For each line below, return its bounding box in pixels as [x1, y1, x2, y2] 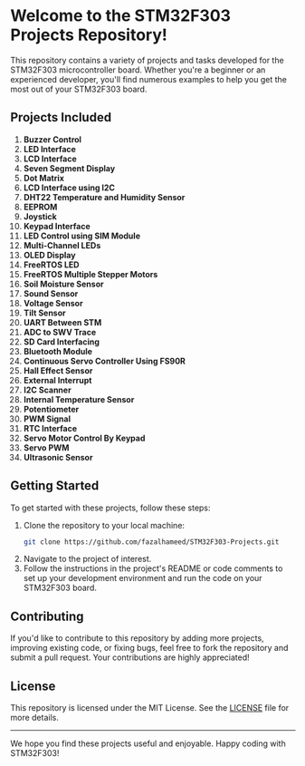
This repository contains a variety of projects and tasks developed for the [10, 54, 284, 65]
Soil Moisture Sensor [23, 278, 104, 289]
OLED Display [23, 249, 76, 260]
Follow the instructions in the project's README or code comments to [23, 563, 283, 574]
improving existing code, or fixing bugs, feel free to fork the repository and [10, 643, 289, 654]
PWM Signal [23, 413, 71, 424]
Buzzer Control [23, 133, 82, 145]
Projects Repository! [10, 24, 168, 45]
